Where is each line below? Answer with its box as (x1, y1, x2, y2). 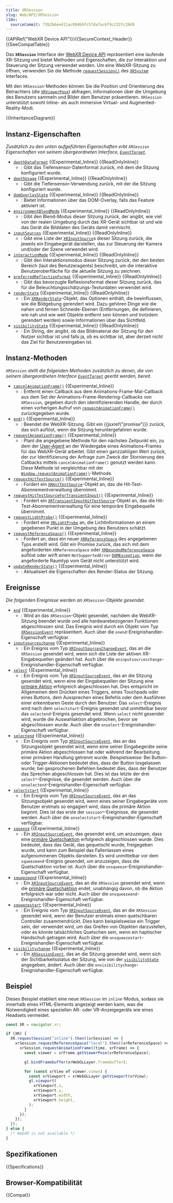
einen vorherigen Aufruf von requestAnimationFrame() (21, 404, 136, 411)
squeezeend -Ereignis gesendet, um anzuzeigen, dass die (21, 858, 140, 864)
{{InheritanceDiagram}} (6, 115, 55, 121)
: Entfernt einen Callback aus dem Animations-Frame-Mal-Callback (21, 388, 163, 394)
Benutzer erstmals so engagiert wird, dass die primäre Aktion (21, 803, 151, 810)
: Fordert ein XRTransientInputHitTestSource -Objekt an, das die (21, 497, 156, 503)
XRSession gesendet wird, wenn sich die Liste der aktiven (21, 650, 142, 656)
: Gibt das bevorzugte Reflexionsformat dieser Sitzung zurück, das (21, 279, 162, 285)
